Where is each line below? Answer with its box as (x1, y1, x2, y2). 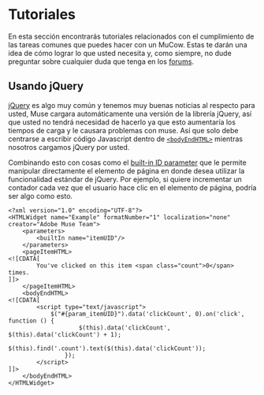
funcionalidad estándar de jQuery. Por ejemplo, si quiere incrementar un (8, 174, 243, 184)
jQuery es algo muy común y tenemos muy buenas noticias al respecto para (8, 100, 255, 110)
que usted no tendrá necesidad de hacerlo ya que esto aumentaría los (8, 117, 236, 127)
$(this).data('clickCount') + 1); (8, 330, 122, 338)
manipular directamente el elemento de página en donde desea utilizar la (8, 166, 245, 175)
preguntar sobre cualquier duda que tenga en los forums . (8, 57, 195, 66)
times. (8, 268, 30, 277)
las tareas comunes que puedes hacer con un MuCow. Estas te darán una (8, 39, 247, 49)
